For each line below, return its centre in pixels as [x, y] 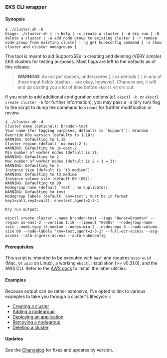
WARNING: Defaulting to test [35, 192]
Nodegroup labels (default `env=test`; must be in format [67, 196]
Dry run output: [22, 209]
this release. [18, 67]
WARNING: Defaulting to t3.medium [41, 174]
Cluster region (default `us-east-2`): [47, 144]
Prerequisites [19, 246]
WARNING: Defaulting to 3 [32, 166]
